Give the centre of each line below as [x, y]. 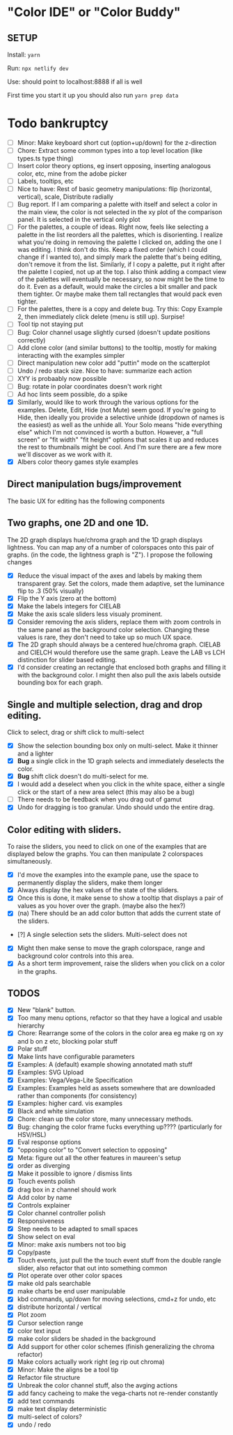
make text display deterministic [62, 1409]
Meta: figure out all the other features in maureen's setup [99, 1158]
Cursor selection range [50, 1323]
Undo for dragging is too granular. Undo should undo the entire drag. [116, 807]
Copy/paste [34, 1252]
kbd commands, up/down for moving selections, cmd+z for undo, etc [116, 1299]
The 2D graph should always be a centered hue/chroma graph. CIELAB [119, 645]
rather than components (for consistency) [77, 1095]
